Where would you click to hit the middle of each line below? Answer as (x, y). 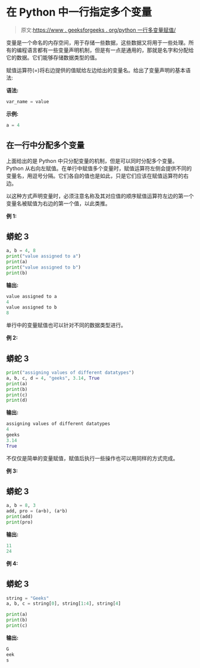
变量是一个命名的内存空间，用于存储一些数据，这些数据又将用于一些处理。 (97, 42)
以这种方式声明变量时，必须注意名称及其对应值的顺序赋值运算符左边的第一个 (100, 196)
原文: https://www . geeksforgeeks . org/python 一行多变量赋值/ (98, 30)
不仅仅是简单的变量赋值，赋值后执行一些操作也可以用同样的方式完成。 (92, 458)
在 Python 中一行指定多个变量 (79, 12)
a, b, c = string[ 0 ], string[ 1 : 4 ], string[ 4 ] (63, 604)
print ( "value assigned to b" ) (44, 267)
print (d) (17, 401)
